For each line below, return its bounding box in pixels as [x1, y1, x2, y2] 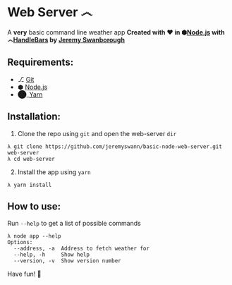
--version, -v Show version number [13, 257, 121, 265]
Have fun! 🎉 [7, 269, 42, 279]
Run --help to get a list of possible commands [7, 219, 141, 228]
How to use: [7, 200, 61, 212]
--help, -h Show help [13, 251, 90, 258]
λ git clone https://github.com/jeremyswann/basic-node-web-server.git [7, 142, 222, 150]
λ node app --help [7, 233, 61, 240]
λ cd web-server [7, 155, 55, 162]
